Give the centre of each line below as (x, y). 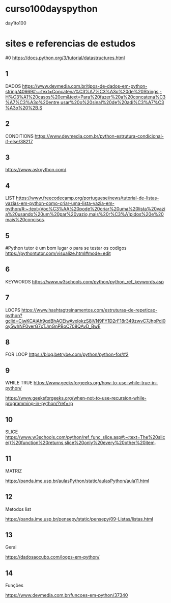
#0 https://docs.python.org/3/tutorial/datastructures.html (65, 58)
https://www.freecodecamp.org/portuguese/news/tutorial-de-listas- (88, 198)
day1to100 (16, 23)
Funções (15, 585)
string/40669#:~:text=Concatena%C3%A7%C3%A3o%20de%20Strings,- (83, 91)
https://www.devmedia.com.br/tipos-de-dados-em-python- (85, 86)
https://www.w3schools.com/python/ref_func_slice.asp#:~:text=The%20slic (85, 437)
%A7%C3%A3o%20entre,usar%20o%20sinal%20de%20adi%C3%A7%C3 (85, 102)
